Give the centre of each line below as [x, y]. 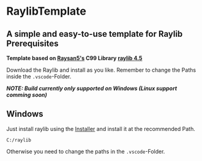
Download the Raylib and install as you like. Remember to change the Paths [101, 70]
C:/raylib [19, 140]
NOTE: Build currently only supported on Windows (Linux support [92, 88]
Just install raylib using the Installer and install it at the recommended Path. [101, 129]
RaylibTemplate [47, 11]
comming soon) [27, 95]
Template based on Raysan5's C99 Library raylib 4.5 [74, 58]
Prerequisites [32, 43]
